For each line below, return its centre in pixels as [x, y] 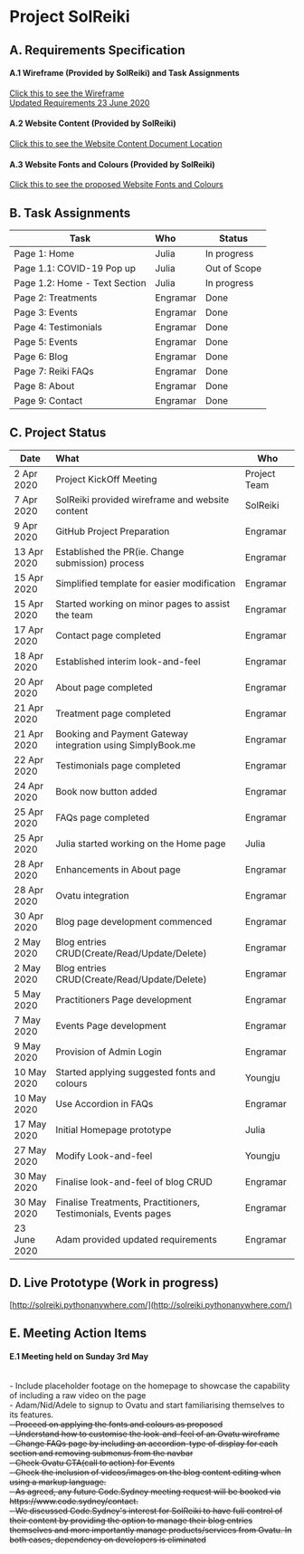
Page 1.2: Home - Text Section [80, 283]
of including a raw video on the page [78, 1396]
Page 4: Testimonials [58, 327]
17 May [30, 1124]
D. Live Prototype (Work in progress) [114, 1283]
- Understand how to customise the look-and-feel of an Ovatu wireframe [145, 1434]
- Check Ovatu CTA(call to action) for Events [92, 1463]
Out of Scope [233, 268]
